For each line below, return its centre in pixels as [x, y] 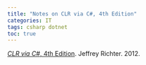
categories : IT [30, 20]
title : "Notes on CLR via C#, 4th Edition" [72, 14]
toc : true [22, 34]
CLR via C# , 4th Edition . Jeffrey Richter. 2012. [74, 54]
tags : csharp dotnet [38, 27]
